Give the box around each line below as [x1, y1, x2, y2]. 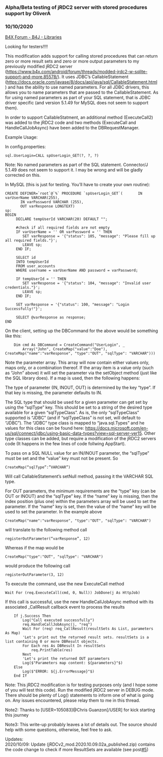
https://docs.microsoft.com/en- [85, 425, 148, 431]
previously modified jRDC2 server [5, 63, 73, 69]
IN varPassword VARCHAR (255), [20, 200, 84, 205]
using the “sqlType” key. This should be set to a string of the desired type [5, 404, 152, 410]
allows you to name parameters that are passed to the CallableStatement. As [5, 89, 159, 95]
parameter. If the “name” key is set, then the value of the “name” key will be [5, 504, 157, 509]
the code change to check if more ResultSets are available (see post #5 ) [5, 747, 148, 753]
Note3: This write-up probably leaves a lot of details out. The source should [5, 722, 157, 728]
